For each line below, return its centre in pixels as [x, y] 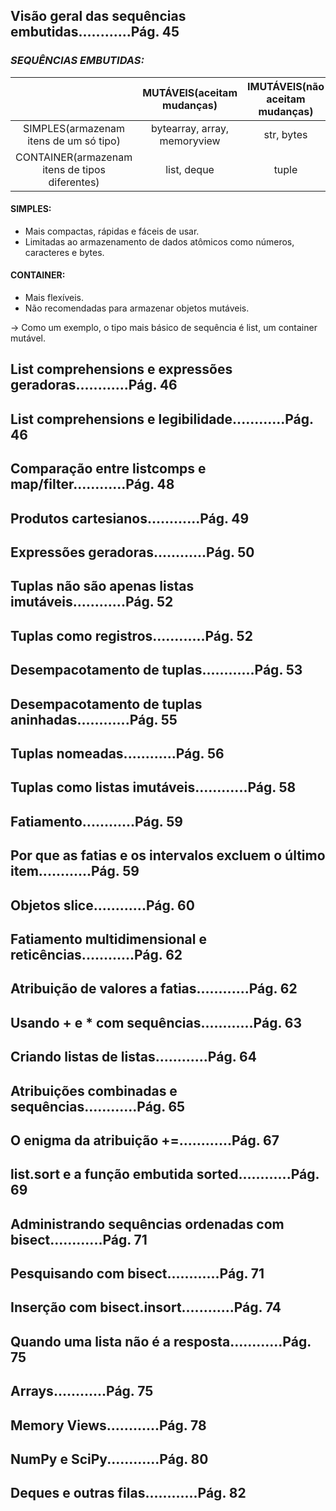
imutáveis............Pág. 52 [92, 602]
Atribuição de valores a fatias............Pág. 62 [154, 989]
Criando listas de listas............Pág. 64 [133, 1057]
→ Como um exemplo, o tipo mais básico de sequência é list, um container [164, 328]
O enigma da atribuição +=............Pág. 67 [145, 1140]
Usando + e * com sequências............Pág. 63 [156, 1022]
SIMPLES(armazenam [74, 128]
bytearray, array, [190, 128]
